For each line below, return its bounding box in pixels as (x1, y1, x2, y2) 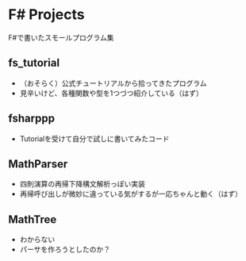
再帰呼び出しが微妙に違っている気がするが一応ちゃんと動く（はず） (19, 189, 243, 199)
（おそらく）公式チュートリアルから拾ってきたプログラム (19, 78, 208, 88)
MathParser (8, 157, 68, 171)
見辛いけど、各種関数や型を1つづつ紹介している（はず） (19, 88, 204, 98)
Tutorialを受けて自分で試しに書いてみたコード (19, 133, 170, 144)
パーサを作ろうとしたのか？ (19, 244, 111, 255)
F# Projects (8, 6, 85, 24)
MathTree (8, 213, 57, 226)
